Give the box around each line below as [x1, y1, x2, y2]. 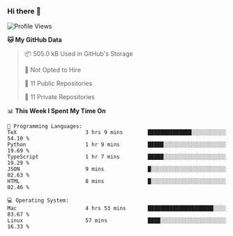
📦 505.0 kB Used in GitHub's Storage [24, 50, 134, 58]
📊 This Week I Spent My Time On [7, 107, 106, 115]
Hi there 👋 [7, 6, 42, 16]
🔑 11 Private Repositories [24, 93, 96, 101]
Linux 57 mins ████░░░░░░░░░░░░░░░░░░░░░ [7, 217, 227, 224]
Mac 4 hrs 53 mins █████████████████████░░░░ [7, 205, 227, 212]
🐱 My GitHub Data [7, 36, 63, 44]
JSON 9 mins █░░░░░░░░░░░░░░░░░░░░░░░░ [7, 165, 227, 173]
